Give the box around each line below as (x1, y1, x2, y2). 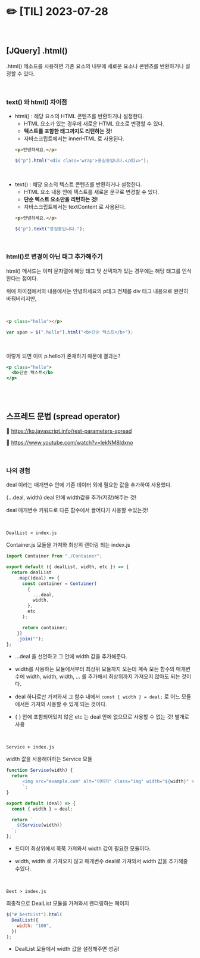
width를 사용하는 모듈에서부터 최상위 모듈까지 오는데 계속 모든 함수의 (14, 666, 175, 673)
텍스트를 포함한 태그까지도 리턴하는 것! (23, 128, 112, 135)
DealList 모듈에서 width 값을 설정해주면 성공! (14, 945, 120, 953)
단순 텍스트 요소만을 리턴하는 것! (23, 195, 98, 203)
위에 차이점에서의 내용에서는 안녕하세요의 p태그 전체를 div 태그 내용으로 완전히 (6, 287, 189, 294)
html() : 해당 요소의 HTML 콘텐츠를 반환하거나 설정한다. (14, 113, 144, 120)
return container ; (21, 624, 68, 630)
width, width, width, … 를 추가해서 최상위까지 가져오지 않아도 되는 (26, 673, 180, 680)
